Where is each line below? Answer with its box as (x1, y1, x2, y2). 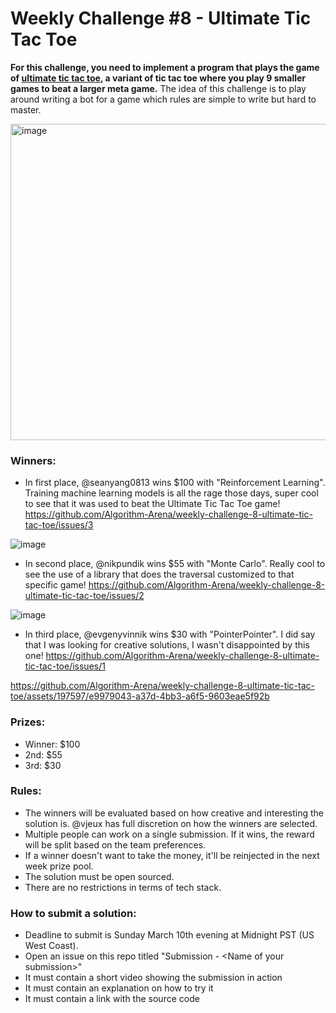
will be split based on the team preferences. (24, 838, 207, 851)
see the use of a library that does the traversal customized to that (24, 568, 295, 581)
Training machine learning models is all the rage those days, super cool (24, 487, 319, 499)
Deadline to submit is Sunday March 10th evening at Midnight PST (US (24, 929, 315, 941)
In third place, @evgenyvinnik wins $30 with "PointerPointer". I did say (24, 628, 316, 641)
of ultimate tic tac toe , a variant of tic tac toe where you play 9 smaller (10, 72, 307, 84)
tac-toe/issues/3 (24, 519, 94, 531)
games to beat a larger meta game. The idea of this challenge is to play (10, 82, 307, 94)
